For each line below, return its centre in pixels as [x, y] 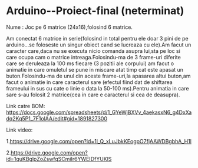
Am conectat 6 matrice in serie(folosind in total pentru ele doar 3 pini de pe [97, 38]
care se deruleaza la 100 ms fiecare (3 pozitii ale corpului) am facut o [90, 63]
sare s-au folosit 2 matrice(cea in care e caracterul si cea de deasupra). [93, 95]
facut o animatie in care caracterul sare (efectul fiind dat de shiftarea [89, 82]
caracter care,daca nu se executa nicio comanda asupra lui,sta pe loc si [93, 51]
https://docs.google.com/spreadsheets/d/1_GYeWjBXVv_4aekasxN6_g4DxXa [99, 112]
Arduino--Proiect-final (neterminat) [95, 11]
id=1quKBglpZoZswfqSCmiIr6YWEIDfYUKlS [59, 159]
